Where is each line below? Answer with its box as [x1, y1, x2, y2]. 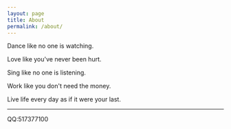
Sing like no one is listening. [7, 68, 86, 77]
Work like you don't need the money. [7, 82, 111, 90]
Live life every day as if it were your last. [7, 95, 122, 103]
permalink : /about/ [7, 23, 63, 30]
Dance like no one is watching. [7, 42, 94, 50]
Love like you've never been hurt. [7, 55, 102, 63]
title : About [7, 17, 45, 23]
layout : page [7, 10, 45, 17]
